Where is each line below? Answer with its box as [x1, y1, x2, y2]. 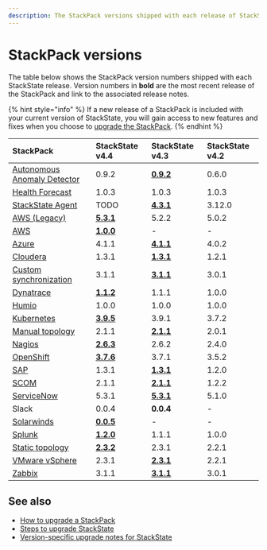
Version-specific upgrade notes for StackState [19, 533, 172, 542]
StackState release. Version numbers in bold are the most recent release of [8, 80, 255, 90]
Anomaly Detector [12, 173, 80, 184]
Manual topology [12, 325, 75, 336]
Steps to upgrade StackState [19, 524, 114, 533]
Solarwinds [12, 416, 54, 427]
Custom [12, 264, 42, 275]
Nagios [12, 339, 39, 350]
